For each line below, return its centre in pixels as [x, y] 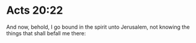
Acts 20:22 [35, 10]
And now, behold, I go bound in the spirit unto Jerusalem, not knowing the [98, 27]
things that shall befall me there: [46, 33]
